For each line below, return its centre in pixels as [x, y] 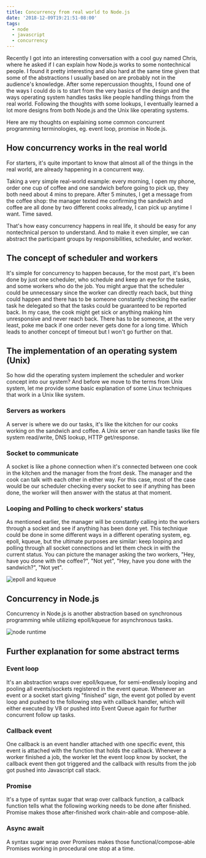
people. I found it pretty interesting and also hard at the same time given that [103, 71]
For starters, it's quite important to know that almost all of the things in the [100, 163]
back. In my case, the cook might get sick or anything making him [90, 312]
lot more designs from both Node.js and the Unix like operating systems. [98, 110]
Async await [25, 829]
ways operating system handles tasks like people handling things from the [100, 97]
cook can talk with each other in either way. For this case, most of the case [101, 480]
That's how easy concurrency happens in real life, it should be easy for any [101, 225]
